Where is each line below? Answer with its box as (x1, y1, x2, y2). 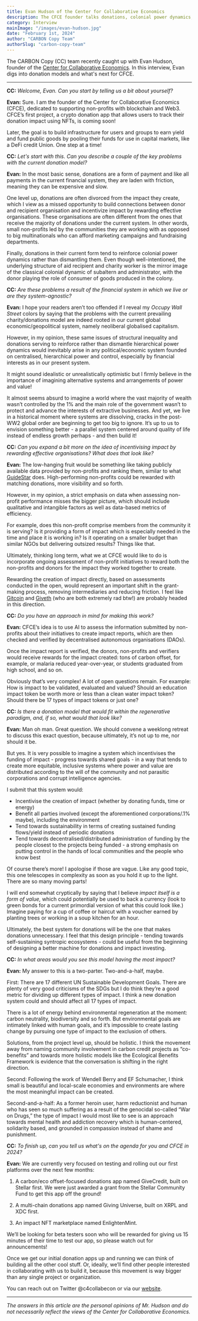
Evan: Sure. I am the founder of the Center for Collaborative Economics (6, 98, 180, 106)
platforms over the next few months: (6, 1166, 95, 1173)
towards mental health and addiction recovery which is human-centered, (6, 1118, 183, 1125)
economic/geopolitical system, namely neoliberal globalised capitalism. (6, 322, 179, 330)
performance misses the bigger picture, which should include (21, 498, 170, 505)
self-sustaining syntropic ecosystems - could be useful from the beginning (6, 938, 187, 945)
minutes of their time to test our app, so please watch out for (6, 1237, 153, 1244)
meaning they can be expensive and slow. (6, 183, 108, 190)
